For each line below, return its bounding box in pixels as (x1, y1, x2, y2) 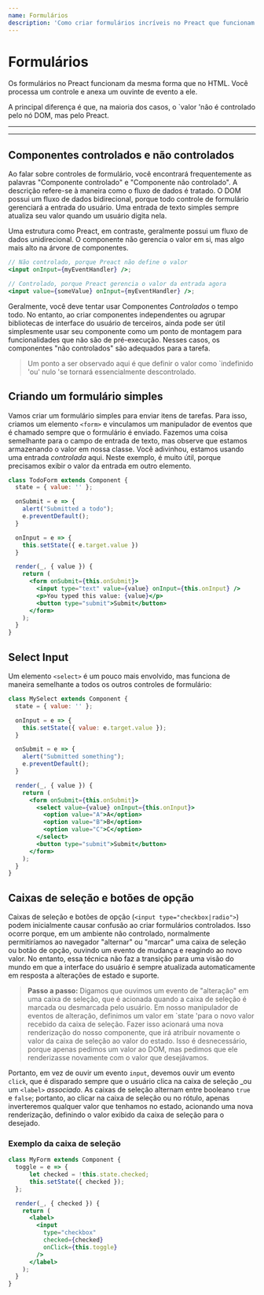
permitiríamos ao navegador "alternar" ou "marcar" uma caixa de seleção (8, 937, 247, 947)
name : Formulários (8, 11, 68, 20)
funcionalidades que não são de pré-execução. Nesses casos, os (8, 335, 220, 344)
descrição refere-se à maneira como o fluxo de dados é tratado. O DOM (8, 186, 241, 195)
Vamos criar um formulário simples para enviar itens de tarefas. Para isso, (8, 410, 247, 420)
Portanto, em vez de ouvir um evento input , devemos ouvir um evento (8, 1068, 236, 1078)
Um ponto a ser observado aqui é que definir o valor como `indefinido (27, 358, 254, 368)
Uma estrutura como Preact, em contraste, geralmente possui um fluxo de (8, 226, 249, 236)
